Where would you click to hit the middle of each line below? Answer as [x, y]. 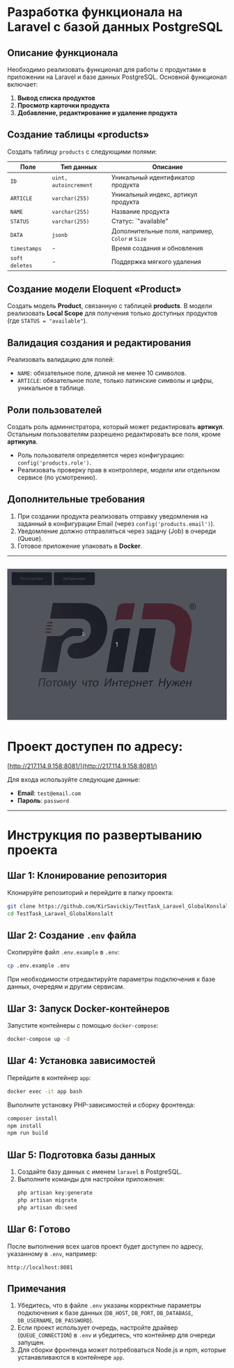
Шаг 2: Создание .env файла [72, 936]
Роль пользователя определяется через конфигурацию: [101, 455]
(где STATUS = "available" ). [47, 321]
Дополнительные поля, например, [162, 231]
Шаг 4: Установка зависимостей [81, 1061]
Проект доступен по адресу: [95, 747]
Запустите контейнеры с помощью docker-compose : [83, 1026]
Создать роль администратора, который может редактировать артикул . [116, 427]
